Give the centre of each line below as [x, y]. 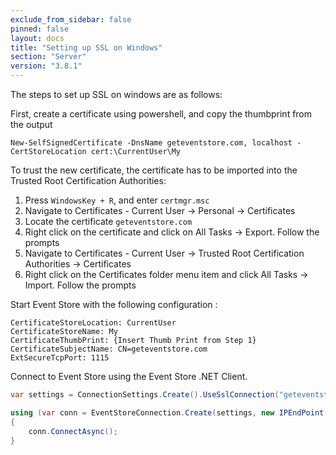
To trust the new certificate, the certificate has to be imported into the [154, 170]
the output [31, 124]
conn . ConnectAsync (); [73, 431]
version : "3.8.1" [46, 66]
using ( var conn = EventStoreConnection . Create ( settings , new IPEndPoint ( [169, 412]
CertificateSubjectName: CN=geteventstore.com [109, 349]
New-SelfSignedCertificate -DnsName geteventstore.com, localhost [151, 143]
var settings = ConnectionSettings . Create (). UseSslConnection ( [145, 395]
